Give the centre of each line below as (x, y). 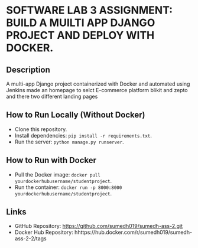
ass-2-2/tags (30, 239)
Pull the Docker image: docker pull (57, 174)
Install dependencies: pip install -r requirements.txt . (83, 135)
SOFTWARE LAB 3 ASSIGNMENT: (90, 10)
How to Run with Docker (51, 160)
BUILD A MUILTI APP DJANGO (81, 23)
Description (28, 69)
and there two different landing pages (52, 96)
